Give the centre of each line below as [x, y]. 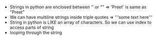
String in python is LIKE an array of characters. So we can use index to [80, 22]
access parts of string [32, 27]
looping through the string [36, 33]
